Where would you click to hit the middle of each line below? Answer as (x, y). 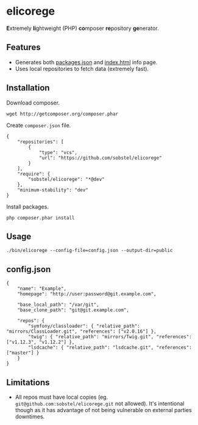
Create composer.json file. (39, 125)
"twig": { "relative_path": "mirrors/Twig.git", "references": (110, 337)
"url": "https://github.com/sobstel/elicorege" (101, 158)
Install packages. (27, 207)
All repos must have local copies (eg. (62, 397)
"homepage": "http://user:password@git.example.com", (87, 294)
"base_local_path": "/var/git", (58, 305)
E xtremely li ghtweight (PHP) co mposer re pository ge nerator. (83, 28)
